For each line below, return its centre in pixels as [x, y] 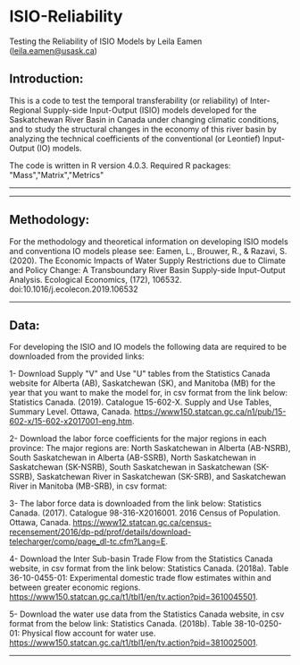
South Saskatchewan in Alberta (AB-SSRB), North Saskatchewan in [133, 457]
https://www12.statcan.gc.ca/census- [142, 523]
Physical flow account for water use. [89, 634]
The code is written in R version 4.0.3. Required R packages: [120, 165]
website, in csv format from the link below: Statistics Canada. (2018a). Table [149, 568]
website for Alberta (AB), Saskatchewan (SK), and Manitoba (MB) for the [142, 383]
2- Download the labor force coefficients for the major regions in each [138, 439]
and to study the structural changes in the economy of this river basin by [143, 129]
